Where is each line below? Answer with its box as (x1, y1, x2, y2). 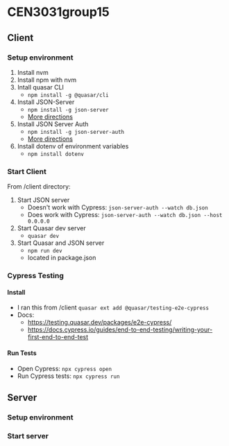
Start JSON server (17, 196, 70, 205)
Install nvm (17, 68, 49, 76)
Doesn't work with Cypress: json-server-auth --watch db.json (27, 203, 208, 212)
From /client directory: (7, 182, 71, 191)
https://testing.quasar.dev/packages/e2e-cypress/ (27, 318, 172, 327)
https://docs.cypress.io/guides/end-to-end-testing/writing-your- (27, 325, 213, 334)
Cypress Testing (7, 271, 65, 281)
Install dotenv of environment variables (17, 141, 129, 150)
